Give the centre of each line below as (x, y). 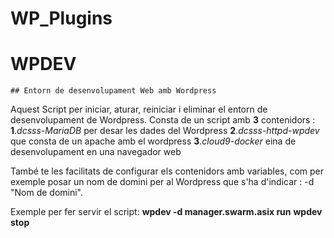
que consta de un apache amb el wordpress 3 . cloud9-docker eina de (153, 141)
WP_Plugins (61, 18)
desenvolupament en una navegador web (96, 152)
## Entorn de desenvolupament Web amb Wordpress (113, 91)
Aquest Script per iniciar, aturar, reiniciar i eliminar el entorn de (139, 109)
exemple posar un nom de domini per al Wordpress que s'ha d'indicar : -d (162, 182)
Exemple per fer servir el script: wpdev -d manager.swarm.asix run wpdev (166, 212)
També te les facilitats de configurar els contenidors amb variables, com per (167, 171)
